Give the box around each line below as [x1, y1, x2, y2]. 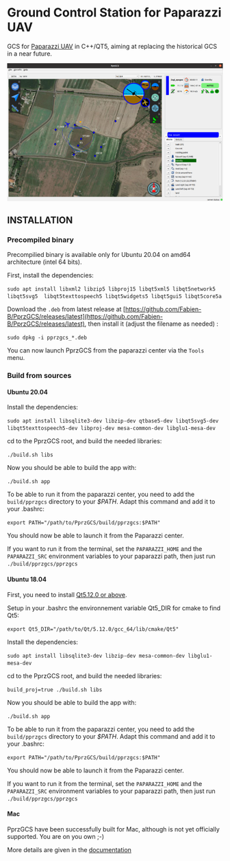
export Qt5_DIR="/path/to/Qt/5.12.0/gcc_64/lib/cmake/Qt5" [7, 625, 179, 633]
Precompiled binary [7, 235, 74, 245]
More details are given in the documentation [7, 845, 132, 853]
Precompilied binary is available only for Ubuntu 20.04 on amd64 [7, 251, 191, 259]
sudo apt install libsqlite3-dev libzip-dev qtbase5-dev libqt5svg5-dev [7, 418, 219, 425]
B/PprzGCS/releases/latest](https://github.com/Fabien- [7, 313, 163, 321]
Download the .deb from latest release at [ [7, 305, 126, 313]
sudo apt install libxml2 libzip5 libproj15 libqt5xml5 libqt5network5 [7, 286, 216, 293]
